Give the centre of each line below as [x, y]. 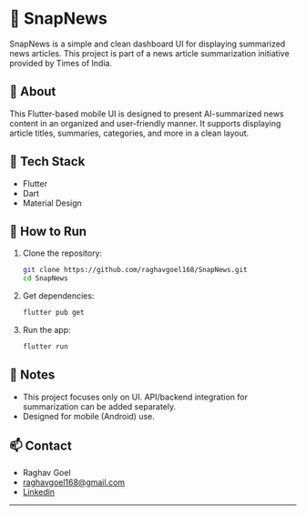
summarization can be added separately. [99, 406]
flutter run [45, 347]
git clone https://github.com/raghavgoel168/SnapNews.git [135, 270]
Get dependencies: [58, 296]
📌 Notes [32, 375]
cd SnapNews [45, 278]
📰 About [33, 91]
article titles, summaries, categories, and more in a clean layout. [129, 133]
